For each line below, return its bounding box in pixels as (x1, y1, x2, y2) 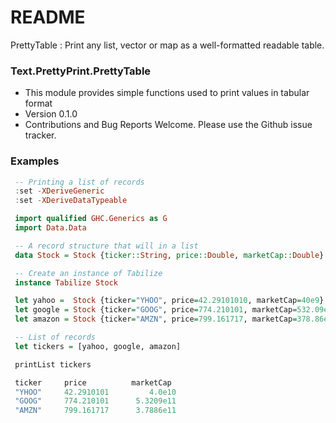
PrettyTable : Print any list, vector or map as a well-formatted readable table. (10, 39, 325, 51)
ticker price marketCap (14, 377, 172, 388)
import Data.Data (14, 223, 87, 233)
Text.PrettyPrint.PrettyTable (10, 64, 152, 78)
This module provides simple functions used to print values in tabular (24, 87, 310, 99)
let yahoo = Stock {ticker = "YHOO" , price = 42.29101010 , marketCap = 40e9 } (14, 296, 325, 306)
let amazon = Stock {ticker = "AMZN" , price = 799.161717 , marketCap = (14, 314, 298, 325)
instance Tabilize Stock (14, 277, 118, 288)
